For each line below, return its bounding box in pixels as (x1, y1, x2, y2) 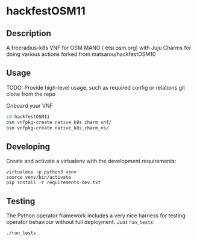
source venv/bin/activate (6, 175, 71, 181)
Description (6, 28, 51, 39)
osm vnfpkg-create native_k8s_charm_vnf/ (6, 119, 112, 125)
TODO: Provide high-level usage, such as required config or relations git (6, 84, 186, 91)
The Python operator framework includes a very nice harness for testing (6, 212, 186, 219)
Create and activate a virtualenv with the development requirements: (6, 158, 177, 165)
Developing (6, 141, 50, 152)
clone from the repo (6, 90, 56, 98)
